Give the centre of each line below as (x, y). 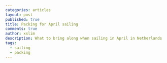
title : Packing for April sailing (42, 24)
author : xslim (20, 34)
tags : (11, 43)
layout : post (19, 15)
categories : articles (28, 10)
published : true (22, 19)
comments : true (21, 29)
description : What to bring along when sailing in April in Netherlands (84, 39)
